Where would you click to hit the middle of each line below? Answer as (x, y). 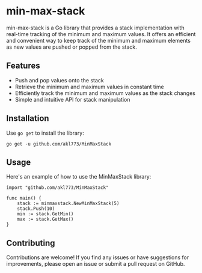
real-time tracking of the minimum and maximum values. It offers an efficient (101, 34)
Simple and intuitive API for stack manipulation (72, 99)
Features (23, 66)
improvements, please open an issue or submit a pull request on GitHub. (96, 264)
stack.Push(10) (36, 209)
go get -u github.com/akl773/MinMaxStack (59, 144)
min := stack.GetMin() (45, 214)
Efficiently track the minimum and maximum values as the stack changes (105, 93)
